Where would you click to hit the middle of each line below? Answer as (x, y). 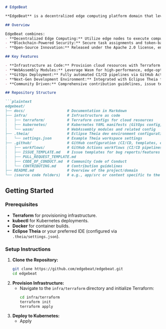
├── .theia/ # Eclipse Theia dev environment (70, 134)
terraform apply (36, 306)
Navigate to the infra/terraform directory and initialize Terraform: (87, 288)
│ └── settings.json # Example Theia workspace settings (74, 138)
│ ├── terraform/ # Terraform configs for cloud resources (79, 120)
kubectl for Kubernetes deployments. (50, 220)
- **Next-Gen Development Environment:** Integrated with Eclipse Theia (82, 79)
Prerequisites (21, 205)
